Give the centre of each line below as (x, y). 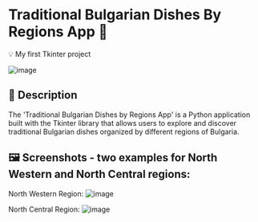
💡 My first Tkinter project (50, 54)
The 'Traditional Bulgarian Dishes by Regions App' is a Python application (129, 115)
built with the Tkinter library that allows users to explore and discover (123, 123)
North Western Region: (46, 193)
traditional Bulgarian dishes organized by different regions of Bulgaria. (124, 131)
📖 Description (43, 95)
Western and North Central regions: (99, 174)
